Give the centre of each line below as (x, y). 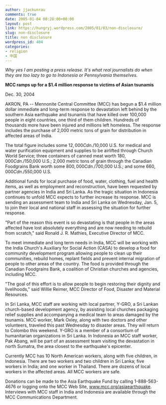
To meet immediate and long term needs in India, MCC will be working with (82, 243)
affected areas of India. (29, 136)
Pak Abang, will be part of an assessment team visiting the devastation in (80, 341)
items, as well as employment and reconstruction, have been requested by (81, 187)
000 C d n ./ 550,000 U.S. (28, 172)
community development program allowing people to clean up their (74, 253)
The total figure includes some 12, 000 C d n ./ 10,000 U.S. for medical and (78, 145)
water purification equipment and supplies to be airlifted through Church (79, 151)
